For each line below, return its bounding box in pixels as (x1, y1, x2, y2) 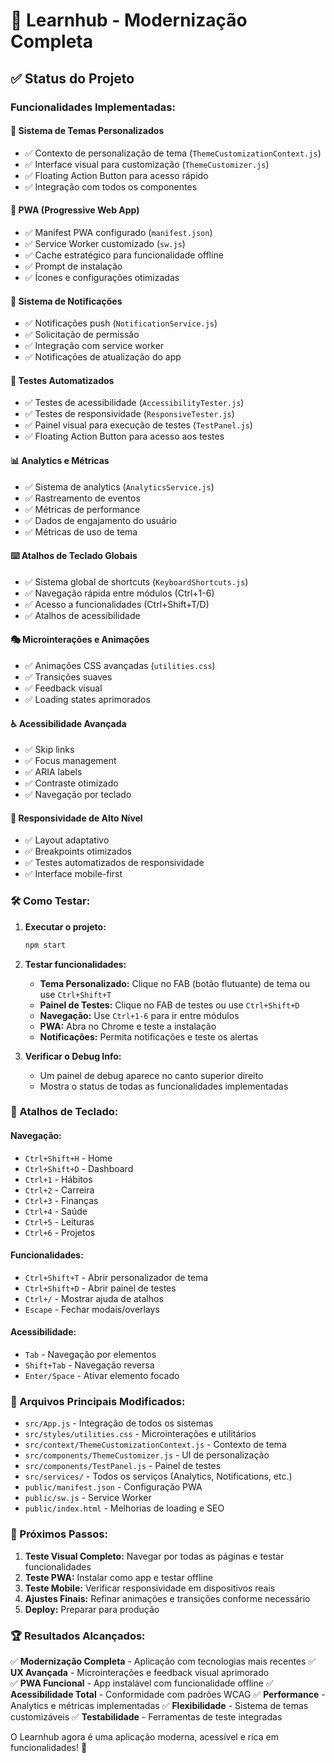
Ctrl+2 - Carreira (24, 1184, 95, 1196)
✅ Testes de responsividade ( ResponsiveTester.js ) (24, 408, 235, 420)
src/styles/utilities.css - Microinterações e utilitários (24, 1428, 257, 1440)
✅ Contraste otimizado (24, 777, 119, 789)
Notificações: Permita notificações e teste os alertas (39, 1030, 259, 1043)
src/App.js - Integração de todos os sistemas (24, 1417, 214, 1429)
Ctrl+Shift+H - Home (24, 1152, 113, 1164)
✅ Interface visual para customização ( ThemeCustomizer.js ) (24, 158, 270, 170)
